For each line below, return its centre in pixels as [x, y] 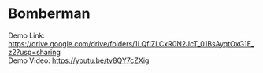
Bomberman [49, 14]
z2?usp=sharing [35, 52]
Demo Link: [27, 35]
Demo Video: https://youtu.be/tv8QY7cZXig [79, 60]
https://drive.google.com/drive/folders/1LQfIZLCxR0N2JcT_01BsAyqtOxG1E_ [131, 43]
